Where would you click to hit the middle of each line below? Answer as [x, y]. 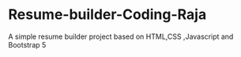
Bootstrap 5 [27, 44]
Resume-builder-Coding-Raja [107, 15]
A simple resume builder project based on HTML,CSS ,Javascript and [121, 36]
